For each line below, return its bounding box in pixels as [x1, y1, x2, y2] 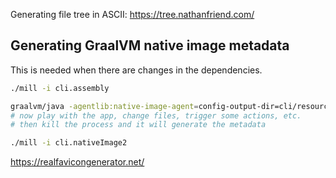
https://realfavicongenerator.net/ [10, 156, 145, 168]
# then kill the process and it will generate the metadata [10, 120, 267, 130]
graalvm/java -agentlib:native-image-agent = [10, 101, 199, 111]
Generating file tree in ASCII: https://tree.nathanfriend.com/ [10, 9, 255, 20]
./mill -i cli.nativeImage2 [10, 138, 128, 148]
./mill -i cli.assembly [10, 83, 110, 93]
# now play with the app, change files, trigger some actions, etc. [10, 110, 302, 121]
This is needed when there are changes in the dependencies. [10, 64, 263, 76]
